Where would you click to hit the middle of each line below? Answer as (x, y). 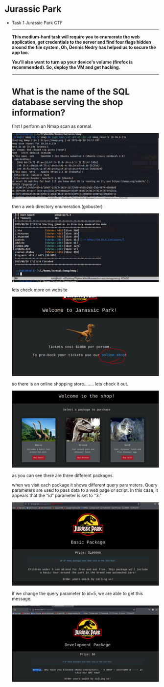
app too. (20, 52)
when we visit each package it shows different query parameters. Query (84, 485)
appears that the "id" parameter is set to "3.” (57, 496)
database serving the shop (67, 102)
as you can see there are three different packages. (63, 476)
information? (38, 113)
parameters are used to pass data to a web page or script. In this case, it (85, 490)
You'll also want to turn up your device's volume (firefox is (72, 62)
